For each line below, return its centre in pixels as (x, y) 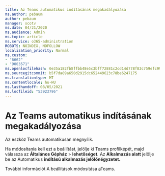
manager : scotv (21, 23)
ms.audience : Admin (25, 32)
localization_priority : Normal (37, 50)
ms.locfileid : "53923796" (31, 91)
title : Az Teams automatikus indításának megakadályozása (66, 10)
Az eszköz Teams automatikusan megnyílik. (49, 139)
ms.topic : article (24, 37)
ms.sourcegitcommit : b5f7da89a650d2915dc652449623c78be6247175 (71, 73)
